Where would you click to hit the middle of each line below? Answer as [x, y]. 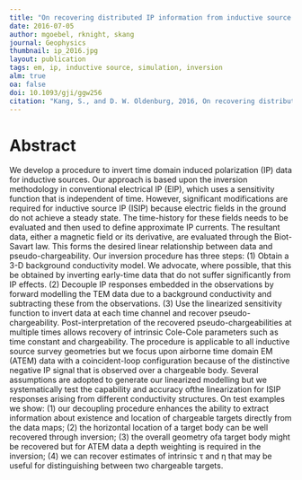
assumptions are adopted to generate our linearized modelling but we [138, 380]
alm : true [28, 76]
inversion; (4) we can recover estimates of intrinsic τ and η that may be [141, 456]
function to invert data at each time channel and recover [113, 313]
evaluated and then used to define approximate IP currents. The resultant [145, 227]
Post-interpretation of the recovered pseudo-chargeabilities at [177, 323]
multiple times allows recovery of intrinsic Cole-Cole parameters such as [144, 332]
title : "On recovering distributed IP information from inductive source [151, 17]
